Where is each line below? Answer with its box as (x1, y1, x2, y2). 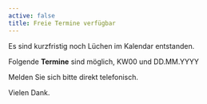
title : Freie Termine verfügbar (8, 19, 116, 27)
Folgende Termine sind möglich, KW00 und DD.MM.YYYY (8, 57, 200, 66)
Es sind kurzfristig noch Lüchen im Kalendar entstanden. (8, 41, 195, 50)
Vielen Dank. (8, 87, 50, 97)
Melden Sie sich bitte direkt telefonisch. (8, 72, 138, 82)
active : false (8, 11, 56, 20)
